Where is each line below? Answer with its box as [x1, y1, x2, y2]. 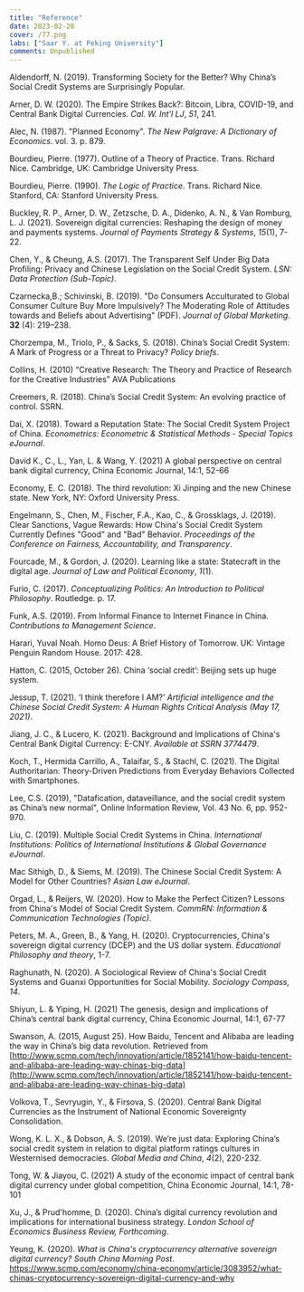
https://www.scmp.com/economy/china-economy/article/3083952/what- [9, 1263, 282, 1274]
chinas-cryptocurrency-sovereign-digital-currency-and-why [9, 1273, 235, 1284]
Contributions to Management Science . [9, 620, 157, 631]
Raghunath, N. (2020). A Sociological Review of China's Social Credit [9, 967, 267, 978]
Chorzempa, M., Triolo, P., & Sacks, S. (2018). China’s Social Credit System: [9, 337, 290, 349]
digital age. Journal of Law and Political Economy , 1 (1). [9, 566, 214, 577]
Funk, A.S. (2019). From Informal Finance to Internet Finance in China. [9, 610, 270, 621]
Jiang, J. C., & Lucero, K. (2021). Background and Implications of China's [9, 729, 280, 740]
